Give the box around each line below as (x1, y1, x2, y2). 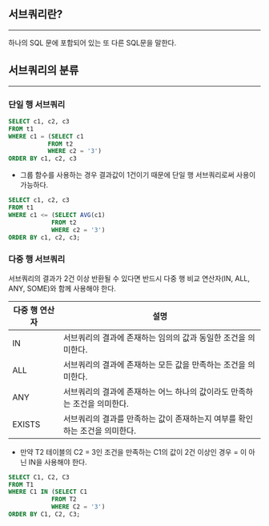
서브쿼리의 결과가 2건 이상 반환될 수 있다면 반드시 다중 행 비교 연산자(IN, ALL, (8, 273, 251, 283)
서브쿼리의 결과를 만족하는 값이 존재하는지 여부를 (62, 413, 236, 424)
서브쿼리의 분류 (8, 63, 79, 78)
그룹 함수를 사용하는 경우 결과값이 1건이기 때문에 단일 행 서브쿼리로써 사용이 (19, 171, 256, 180)
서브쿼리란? (8, 7, 63, 22)
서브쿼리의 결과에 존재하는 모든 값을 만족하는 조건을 (62, 359, 246, 370)
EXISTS (12, 419, 41, 430)
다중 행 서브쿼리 (8, 254, 66, 265)
